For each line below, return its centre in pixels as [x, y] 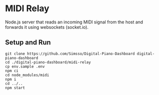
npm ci [12, 71]
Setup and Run [28, 43]
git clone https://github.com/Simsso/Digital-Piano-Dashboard [70, 54]
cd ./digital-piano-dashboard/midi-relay [48, 62]
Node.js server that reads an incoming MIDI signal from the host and [74, 22]
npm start [15, 88]
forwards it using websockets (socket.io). [47, 27]
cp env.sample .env [25, 66]
